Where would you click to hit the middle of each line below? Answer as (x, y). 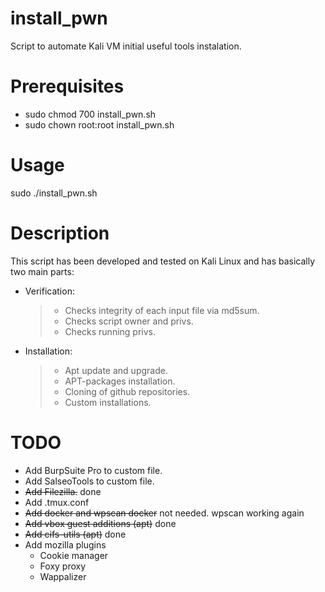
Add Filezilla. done (63, 491)
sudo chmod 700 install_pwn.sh (90, 114)
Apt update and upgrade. (116, 370)
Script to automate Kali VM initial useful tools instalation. (126, 46)
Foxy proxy (63, 566)
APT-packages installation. (120, 381)
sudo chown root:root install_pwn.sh (99, 124)
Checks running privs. (110, 331)
